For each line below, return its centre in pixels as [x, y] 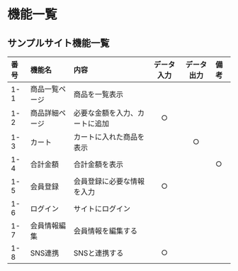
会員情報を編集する [106, 231]
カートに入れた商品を [109, 137]
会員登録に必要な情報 [109, 181]
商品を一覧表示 [98, 94]
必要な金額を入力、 [106, 113]
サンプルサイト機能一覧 [58, 43]
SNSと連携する [98, 253]
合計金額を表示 [98, 164]
